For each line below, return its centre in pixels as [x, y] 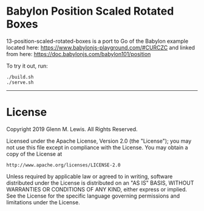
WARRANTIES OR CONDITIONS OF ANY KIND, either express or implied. [97, 189]
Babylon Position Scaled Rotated [90, 11]
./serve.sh [20, 82]
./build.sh [20, 77]
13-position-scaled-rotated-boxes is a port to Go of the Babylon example [97, 41]
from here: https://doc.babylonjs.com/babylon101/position [79, 54]
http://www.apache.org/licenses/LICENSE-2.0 [63, 165]
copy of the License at [34, 154]
